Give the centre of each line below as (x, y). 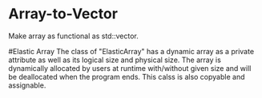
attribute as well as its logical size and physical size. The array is (115, 60)
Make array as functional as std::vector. (73, 36)
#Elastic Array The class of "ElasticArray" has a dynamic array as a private (131, 51)
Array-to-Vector (63, 14)
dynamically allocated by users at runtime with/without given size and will (130, 68)
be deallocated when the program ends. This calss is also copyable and (127, 76)
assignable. (27, 85)
